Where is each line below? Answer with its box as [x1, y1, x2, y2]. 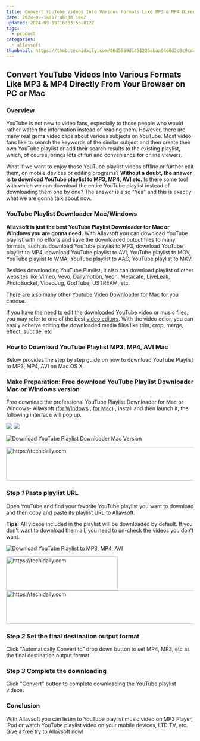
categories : [6, 36, 36, 42]
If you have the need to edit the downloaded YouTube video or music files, [6, 309, 189, 316]
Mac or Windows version [6, 385, 80, 393]
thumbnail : [6, 48, 33, 54]
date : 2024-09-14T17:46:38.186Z [6, 14, 86, 20]
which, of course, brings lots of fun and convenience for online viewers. [6, 152, 183, 159]
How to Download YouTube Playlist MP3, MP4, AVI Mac [6, 343, 168, 351]
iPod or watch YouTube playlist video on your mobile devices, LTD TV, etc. [6, 721, 188, 728]
